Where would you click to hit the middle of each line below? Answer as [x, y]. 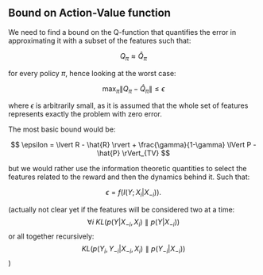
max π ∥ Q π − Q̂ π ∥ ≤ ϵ [133, 89]
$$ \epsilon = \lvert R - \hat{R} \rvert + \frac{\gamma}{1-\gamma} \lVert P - [133, 145]
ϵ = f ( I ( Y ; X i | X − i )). [133, 193]
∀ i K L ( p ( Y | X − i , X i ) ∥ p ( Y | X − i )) [133, 223]
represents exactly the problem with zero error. [85, 114]
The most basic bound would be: [62, 129]
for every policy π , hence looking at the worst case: [92, 73]
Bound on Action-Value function [89, 13]
